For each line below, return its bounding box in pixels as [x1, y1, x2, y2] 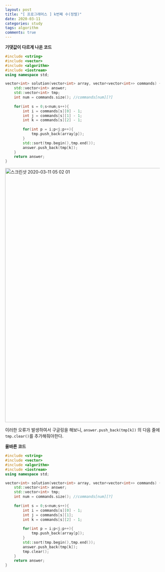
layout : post [5, 7, 32, 12]
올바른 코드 [5, 444, 26, 450]
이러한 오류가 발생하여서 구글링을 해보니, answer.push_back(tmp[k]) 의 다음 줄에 [5, 427, 160, 433]
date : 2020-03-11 [5, 16, 41, 21]
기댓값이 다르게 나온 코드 [5, 44, 52, 50]
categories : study [5, 21, 43, 26]
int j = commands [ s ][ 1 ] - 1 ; [23, 113, 82, 118]
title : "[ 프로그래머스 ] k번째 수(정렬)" [5, 12, 82, 17]
